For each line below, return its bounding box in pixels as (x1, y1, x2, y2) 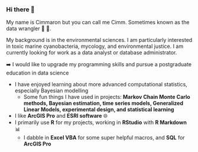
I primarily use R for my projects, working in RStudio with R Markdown (14, 119, 187, 126)
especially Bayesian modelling (14, 87, 89, 94)
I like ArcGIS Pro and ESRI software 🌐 (14, 112, 108, 119)
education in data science (6, 69, 69, 76)
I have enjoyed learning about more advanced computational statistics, (14, 81, 187, 88)
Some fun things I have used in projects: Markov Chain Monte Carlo (23, 93, 190, 101)
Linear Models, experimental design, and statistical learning (23, 106, 174, 113)
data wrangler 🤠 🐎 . (6, 25, 51, 32)
